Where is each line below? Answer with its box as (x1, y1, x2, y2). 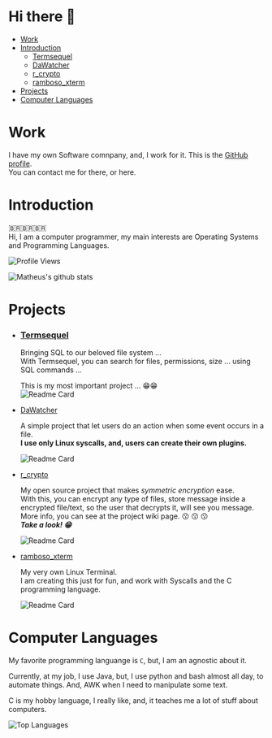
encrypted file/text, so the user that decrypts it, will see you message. (19, 503, 254, 513)
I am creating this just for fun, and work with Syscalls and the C (19, 576, 232, 586)
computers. (8, 705, 47, 714)
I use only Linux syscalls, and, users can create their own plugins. (19, 438, 248, 448)
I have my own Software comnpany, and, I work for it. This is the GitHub (8, 150, 248, 159)
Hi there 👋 (8, 7, 76, 26)
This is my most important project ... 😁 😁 (19, 381, 158, 391)
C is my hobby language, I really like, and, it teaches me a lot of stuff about (8, 696, 258, 705)
